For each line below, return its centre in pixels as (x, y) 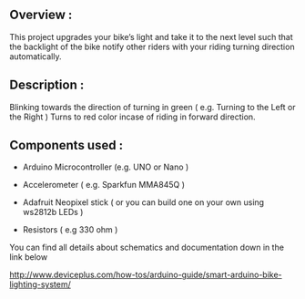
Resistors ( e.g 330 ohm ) (70, 230)
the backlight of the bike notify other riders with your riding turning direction (152, 46)
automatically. (36, 56)
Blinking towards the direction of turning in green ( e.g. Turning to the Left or (152, 107)
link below (29, 257)
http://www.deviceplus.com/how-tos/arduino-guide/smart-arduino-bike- (146, 275)
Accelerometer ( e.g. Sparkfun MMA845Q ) (103, 185)
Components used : (66, 145)
